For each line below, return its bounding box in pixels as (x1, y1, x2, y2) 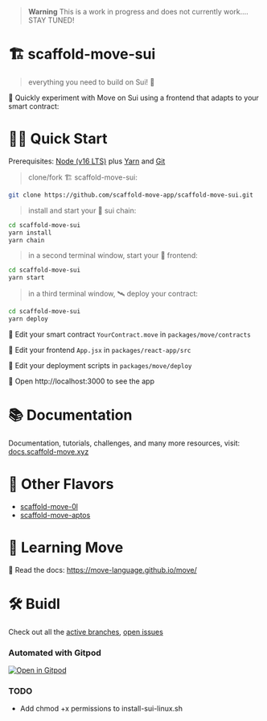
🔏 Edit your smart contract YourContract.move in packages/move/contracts (8, 329, 251, 339)
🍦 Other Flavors (8, 475, 114, 493)
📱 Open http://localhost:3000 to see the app (8, 376, 155, 386)
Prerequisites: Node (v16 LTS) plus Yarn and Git (8, 156, 166, 166)
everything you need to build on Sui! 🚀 (27, 77, 155, 87)
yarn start (8, 274, 45, 282)
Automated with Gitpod (8, 647, 102, 658)
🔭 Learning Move (8, 538, 124, 557)
